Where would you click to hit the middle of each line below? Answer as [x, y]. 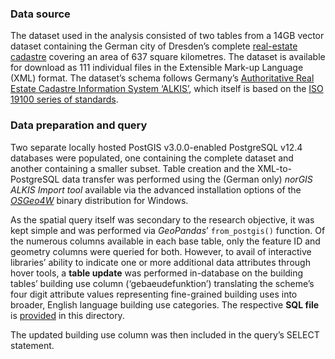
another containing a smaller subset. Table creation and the [132, 168]
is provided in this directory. [67, 315]
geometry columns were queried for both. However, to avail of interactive [161, 251]
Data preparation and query [79, 125]
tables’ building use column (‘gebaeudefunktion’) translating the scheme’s [162, 283]
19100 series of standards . [64, 99]
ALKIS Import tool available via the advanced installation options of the [156, 189]
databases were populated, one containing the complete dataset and [152, 158]
